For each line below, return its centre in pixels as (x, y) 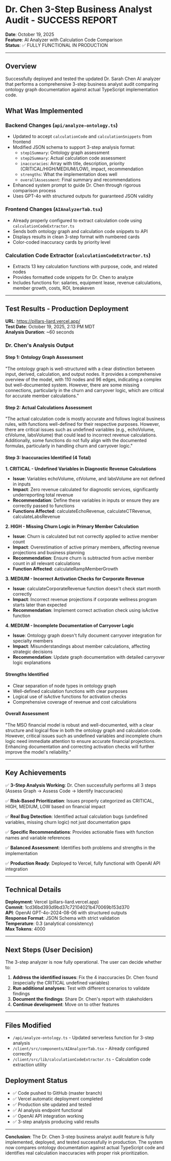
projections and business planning (49, 553)
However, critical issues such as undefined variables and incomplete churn (84, 736)
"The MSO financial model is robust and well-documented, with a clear (79, 725)
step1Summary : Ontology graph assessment (65, 153)
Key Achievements (36, 773)
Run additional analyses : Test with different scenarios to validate (81, 988)
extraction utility (30, 1065)
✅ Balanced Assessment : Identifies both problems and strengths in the (80, 847)
